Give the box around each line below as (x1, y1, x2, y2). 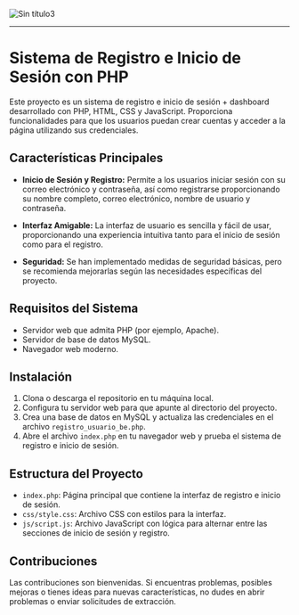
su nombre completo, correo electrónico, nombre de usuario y (21, 193, 251, 204)
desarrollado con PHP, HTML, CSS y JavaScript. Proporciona (9, 105, 233, 116)
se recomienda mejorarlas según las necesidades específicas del (21, 266, 263, 276)
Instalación (9, 369, 73, 384)
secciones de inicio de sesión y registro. (21, 528, 171, 538)
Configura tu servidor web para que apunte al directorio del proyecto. (21, 402, 278, 414)
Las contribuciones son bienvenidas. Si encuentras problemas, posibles (9, 578, 273, 587)
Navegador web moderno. (21, 343, 118, 354)
